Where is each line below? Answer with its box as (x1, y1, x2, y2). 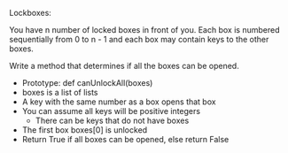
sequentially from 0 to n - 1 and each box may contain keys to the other (9, 34, 269, 44)
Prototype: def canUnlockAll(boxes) (21, 78, 153, 88)
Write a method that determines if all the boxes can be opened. (9, 61, 239, 71)
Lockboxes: (9, 8, 51, 18)
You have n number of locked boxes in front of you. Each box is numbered (9, 25, 280, 34)
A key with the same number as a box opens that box (21, 96, 216, 107)
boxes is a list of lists (21, 88, 98, 97)
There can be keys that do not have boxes (35, 115, 190, 126)
